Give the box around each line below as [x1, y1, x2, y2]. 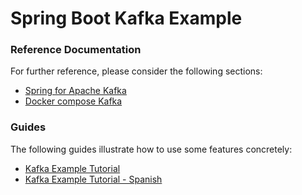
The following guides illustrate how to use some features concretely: [10, 143, 293, 155]
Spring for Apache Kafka [24, 85, 127, 97]
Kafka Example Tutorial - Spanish [24, 173, 163, 185]
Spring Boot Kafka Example [10, 7, 243, 30]
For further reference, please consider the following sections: [10, 65, 263, 77]
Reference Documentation [10, 43, 142, 57]
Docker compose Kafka [24, 95, 123, 107]
